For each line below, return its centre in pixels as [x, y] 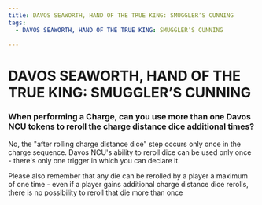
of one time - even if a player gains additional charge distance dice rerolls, [129, 184]
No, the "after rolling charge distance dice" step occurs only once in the [125, 144]
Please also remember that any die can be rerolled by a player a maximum [128, 176]
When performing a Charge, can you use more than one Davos [130, 117]
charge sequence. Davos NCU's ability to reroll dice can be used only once [130, 152]
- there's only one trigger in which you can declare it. [94, 160]
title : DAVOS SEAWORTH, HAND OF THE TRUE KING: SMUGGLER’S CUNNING [121, 15]
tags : [17, 23]
